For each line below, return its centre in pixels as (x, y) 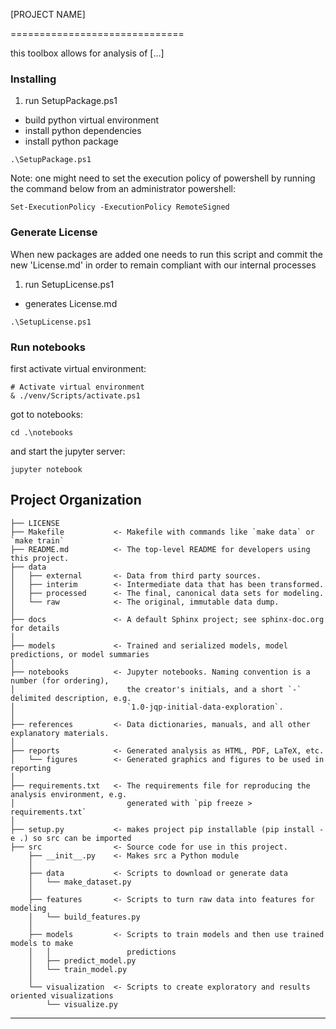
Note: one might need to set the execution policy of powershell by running (163, 178)
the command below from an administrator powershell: (123, 189)
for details (35, 628)
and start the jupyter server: (68, 451)
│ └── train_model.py (78, 969)
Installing (33, 79)
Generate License (54, 232)
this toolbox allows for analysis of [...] (87, 53)
